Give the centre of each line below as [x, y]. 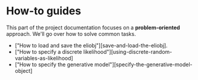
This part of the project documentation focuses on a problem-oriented [93, 27]
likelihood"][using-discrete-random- [128, 51]
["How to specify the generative [54, 64]
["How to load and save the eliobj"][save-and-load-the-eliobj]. [91, 45]
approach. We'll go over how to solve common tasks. [71, 33]
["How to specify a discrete [48, 51]
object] [23, 70]
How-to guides [44, 11]
